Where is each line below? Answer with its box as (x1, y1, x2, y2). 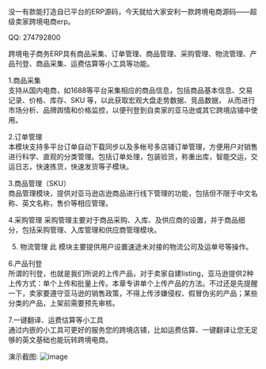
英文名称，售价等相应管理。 (21, 199, 112, 207)
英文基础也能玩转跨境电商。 (21, 335, 112, 344)
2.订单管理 (8, 132, 43, 141)
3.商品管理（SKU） (8, 179, 71, 188)
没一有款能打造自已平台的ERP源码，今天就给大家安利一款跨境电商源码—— (8, 7, 251, 16)
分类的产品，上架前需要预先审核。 (8, 299, 120, 307)
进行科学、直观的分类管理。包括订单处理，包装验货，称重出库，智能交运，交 (8, 152, 258, 161)
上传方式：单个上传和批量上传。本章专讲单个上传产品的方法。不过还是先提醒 (8, 279, 258, 287)
